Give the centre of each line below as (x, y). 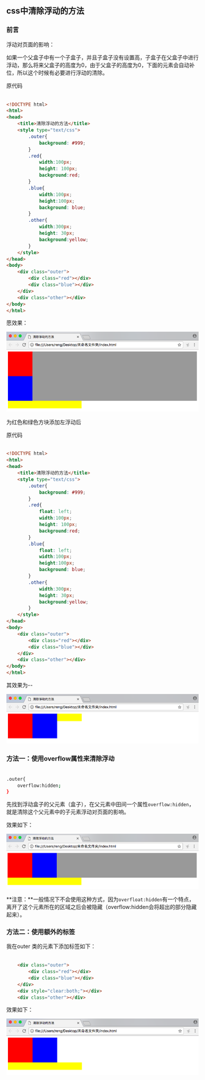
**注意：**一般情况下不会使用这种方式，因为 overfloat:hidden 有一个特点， (100, 899)
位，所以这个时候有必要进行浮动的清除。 (57, 73)
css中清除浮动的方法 (45, 11)
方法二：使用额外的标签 (41, 932)
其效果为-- (20, 685)
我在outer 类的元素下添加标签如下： (51, 946)
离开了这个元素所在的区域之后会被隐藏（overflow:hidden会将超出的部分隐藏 (102, 907)
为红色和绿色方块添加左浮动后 (44, 422)
